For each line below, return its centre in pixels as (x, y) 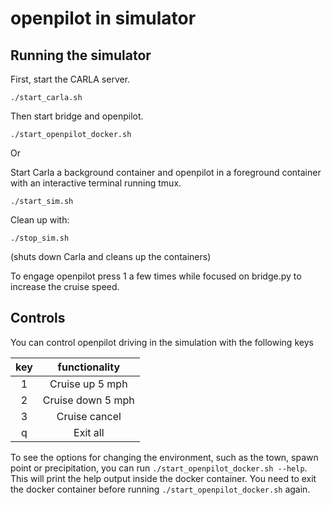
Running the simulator (81, 55)
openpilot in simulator (103, 18)
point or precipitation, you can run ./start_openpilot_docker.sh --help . (159, 468)
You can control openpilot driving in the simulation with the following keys (162, 342)
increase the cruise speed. (65, 286)
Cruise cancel (89, 416)
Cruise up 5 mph (88, 384)
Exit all (89, 432)
